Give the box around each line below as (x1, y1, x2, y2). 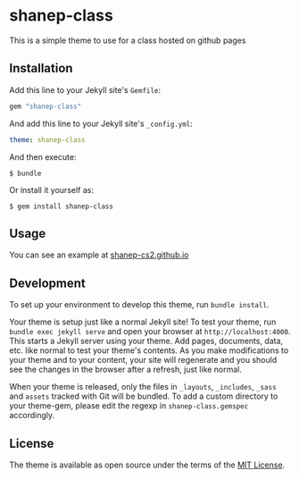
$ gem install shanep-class (9, 202, 114, 211)
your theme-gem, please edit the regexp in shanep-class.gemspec (9, 400, 249, 411)
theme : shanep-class (9, 135, 87, 144)
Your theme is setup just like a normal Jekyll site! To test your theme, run (9, 316, 277, 327)
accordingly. (9, 410, 55, 421)
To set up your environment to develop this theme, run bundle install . (9, 299, 270, 310)
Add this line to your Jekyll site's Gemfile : (9, 84, 162, 95)
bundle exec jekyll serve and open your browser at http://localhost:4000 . (9, 326, 291, 337)
